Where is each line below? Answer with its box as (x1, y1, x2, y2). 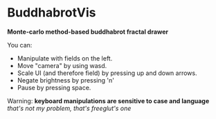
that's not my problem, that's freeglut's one (7, 104, 132, 112)
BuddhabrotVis (7, 5, 96, 21)
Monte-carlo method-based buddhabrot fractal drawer (7, 28, 169, 36)
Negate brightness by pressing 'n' (17, 76, 114, 84)
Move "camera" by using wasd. (17, 61, 107, 69)
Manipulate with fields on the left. (17, 54, 113, 63)
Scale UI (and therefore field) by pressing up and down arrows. (17, 69, 197, 77)
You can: (7, 41, 33, 49)
